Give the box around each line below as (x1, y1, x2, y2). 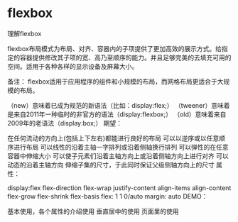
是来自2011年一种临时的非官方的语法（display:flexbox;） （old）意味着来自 (7, 110, 227, 118)
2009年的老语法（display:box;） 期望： (7, 118, 123, 127)
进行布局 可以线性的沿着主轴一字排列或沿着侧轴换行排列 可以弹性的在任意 (13, 143, 229, 151)
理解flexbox (7, 29, 42, 38)
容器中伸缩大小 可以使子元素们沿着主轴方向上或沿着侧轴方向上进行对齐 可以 (7, 151, 229, 160)
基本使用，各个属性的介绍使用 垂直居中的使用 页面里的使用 (7, 207, 179, 216)
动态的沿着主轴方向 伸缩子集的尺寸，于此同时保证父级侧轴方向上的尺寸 (7, 160, 215, 169)
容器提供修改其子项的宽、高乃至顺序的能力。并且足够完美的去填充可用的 (19, 53, 232, 62)
